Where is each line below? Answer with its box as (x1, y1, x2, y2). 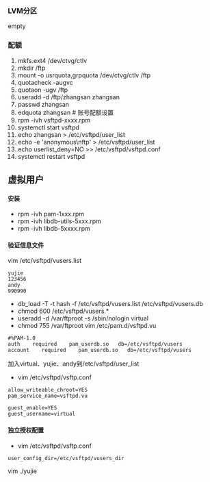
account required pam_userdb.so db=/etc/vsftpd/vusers (8, 347, 192, 354)
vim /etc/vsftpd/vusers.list (8, 257, 82, 265)
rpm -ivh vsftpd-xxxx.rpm (17, 116, 91, 124)
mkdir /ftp (17, 64, 46, 72)
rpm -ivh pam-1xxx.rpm (17, 210, 85, 218)
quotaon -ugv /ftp (17, 86, 68, 94)
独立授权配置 (8, 426, 44, 434)
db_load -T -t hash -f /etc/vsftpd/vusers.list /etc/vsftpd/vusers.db (17, 300, 204, 308)
